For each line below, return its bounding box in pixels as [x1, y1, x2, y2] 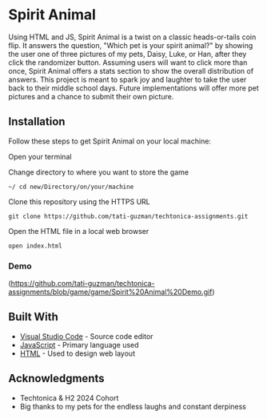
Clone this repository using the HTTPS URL [8, 196, 150, 206]
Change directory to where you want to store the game [8, 167, 189, 177]
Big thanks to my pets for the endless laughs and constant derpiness [19, 401, 246, 411]
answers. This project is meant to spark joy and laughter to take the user [8, 75, 247, 84]
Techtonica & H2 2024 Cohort [19, 393, 119, 402]
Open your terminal [8, 151, 72, 161]
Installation [8, 115, 66, 129]
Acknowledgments [8, 372, 106, 385]
